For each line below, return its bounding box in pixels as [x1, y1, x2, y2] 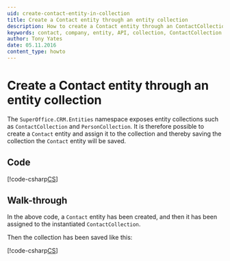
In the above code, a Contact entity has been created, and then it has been [7, 213, 218, 221]
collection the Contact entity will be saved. [7, 136, 127, 145]
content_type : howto [7, 49, 66, 55]
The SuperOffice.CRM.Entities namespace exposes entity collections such [7, 114, 219, 123]
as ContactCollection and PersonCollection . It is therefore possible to [7, 122, 204, 130]
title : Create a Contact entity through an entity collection [7, 16, 188, 23]
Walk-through [7, 195, 68, 206]
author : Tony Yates [7, 36, 63, 42]
